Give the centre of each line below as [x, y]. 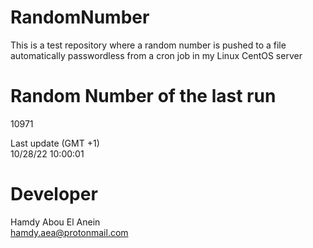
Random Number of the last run [143, 96]
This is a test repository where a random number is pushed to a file [148, 45]
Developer [54, 194]
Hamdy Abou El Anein [55, 222]
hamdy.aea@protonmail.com [69, 232]
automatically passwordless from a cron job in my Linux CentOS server [156, 55]
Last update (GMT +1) [55, 143]
